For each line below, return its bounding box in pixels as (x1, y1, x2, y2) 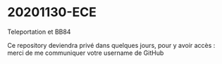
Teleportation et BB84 (7, 27, 71, 36)
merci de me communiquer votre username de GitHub (7, 49, 164, 57)
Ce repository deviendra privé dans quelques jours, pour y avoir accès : (7, 41, 216, 49)
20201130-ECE (7, 4, 97, 20)
